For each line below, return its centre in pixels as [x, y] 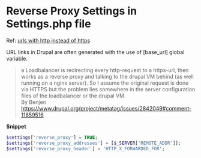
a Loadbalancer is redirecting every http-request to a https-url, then [105, 70]
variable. [17, 58]
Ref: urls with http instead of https [48, 40]
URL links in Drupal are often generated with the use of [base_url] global [95, 52]
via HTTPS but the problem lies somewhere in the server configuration [108, 89]
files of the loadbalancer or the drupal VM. [73, 96]
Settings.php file [49, 24]
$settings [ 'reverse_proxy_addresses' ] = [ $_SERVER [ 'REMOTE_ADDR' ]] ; [94, 143]
